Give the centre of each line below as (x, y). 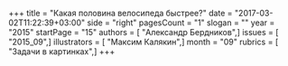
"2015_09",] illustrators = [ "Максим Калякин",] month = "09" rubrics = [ (144, 42)
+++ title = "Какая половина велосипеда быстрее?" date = (121, 13)
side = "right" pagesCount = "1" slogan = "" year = (181, 23)
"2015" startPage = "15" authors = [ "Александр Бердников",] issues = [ (144, 32)
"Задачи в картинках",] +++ (62, 52)
